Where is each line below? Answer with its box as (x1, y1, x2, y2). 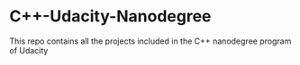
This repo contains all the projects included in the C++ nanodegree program (9, 36, 292, 46)
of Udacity (9, 45, 49, 55)
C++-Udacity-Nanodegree (9, 6, 212, 27)
